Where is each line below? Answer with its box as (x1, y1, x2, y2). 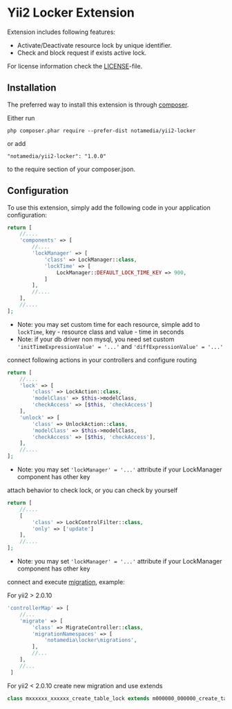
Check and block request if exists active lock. (17, 48, 147, 57)
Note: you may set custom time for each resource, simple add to (17, 320, 200, 328)
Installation (7, 82, 57, 94)
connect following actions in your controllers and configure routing (7, 355, 197, 364)
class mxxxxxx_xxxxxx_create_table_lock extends (7, 694, 150, 702)
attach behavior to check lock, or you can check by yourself (7, 486, 178, 494)
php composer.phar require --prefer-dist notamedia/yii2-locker (7, 127, 196, 134)
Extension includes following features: (7, 28, 116, 36)
